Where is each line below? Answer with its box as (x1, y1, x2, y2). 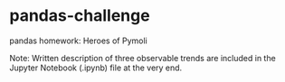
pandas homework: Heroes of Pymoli (9, 35, 147, 46)
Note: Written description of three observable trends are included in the (9, 52, 276, 63)
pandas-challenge (9, 5, 151, 26)
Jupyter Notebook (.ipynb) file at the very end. (9, 62, 183, 73)
